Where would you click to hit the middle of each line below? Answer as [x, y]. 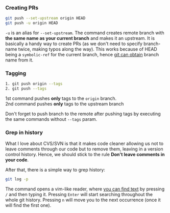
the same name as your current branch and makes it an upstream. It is [80, 38]
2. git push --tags [26, 89]
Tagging [16, 73]
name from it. [19, 60]
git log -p [17, 179]
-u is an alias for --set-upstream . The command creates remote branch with [85, 33]
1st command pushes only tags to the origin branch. [61, 98]
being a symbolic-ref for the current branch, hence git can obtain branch [82, 55]
